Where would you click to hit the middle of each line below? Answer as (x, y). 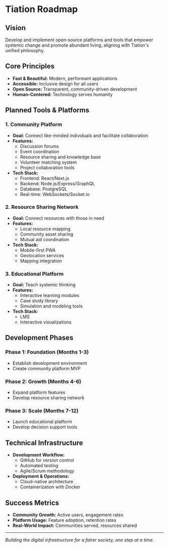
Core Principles (30, 66)
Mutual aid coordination (45, 239)
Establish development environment (50, 363)
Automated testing (39, 466)
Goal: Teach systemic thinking (44, 285)
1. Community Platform (34, 125)
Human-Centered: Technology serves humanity (63, 94)
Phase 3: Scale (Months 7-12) (42, 411)
